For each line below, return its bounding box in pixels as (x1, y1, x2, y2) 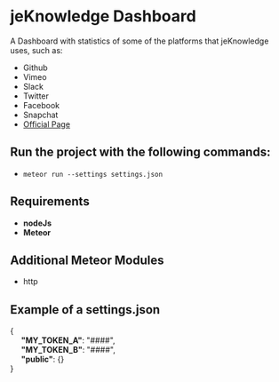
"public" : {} (20, 354, 65, 365)
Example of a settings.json (10, 302, 161, 317)
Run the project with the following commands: (10, 145, 271, 160)
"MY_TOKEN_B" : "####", (20, 345, 116, 355)
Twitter (22, 91, 50, 101)
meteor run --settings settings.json (22, 170, 163, 179)
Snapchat (22, 109, 59, 120)
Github (22, 62, 48, 73)
